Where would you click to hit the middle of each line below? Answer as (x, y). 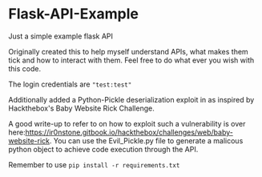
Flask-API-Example (73, 14)
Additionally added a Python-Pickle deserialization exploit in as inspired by (131, 99)
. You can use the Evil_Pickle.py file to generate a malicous (146, 140)
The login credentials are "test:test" (70, 84)
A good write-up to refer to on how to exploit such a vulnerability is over (127, 123)
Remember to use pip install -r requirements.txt (94, 164)
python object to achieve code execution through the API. (103, 149)
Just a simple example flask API (61, 36)
